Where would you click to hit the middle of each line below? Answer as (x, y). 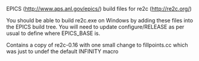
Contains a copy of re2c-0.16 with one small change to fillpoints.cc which (97, 45)
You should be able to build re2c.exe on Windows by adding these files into (100, 20)
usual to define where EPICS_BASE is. (53, 33)
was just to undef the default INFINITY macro (62, 51)
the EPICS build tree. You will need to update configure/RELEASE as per (95, 27)
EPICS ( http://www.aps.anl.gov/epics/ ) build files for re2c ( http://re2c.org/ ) (99, 9)
